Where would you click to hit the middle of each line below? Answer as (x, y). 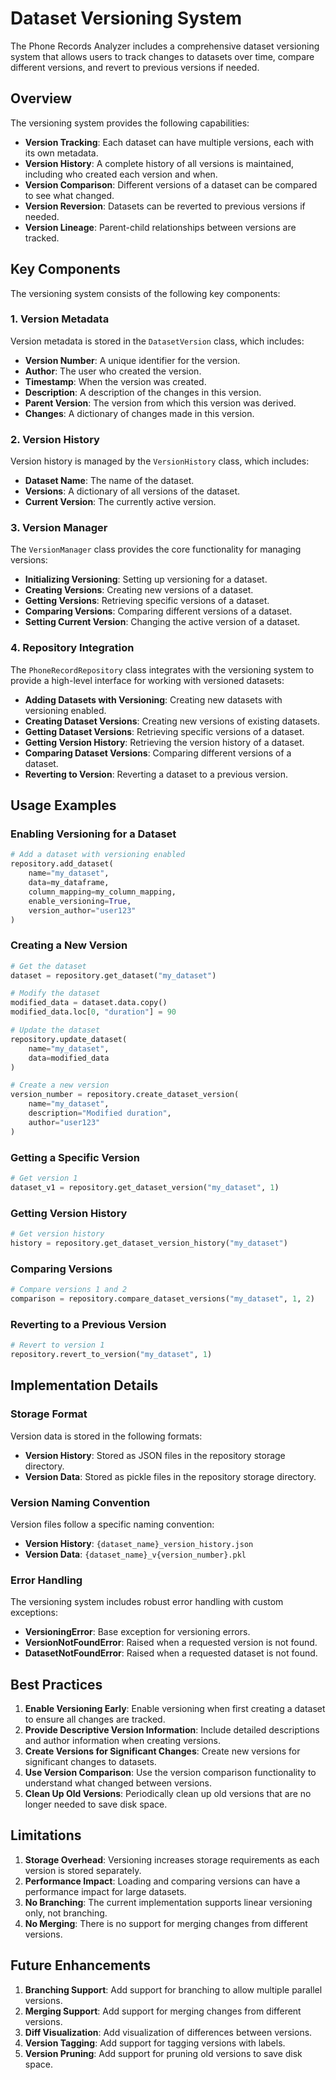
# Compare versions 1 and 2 (69, 1290)
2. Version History (55, 439)
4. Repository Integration (72, 648)
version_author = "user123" (82, 910)
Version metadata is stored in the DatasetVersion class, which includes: (157, 341)
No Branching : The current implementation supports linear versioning (168, 1902)
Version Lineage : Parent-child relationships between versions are (160, 227)
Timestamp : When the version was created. (115, 381)
